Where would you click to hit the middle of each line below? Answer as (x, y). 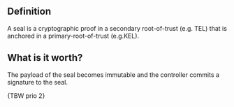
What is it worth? (45, 58)
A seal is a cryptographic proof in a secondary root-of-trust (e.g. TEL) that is (117, 28)
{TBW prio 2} (26, 95)
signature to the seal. (38, 82)
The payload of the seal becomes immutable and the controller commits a (114, 74)
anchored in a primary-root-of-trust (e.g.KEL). (73, 36)
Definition (29, 12)
